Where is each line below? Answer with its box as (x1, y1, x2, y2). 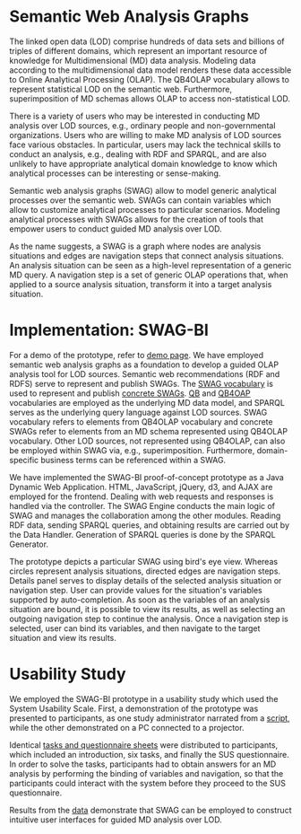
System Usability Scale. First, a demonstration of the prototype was (9, 703, 259, 714)
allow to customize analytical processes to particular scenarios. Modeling (9, 204, 280, 215)
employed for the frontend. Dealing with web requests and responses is (9, 491, 274, 502)
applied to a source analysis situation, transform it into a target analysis (9, 278, 272, 289)
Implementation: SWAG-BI (9, 320, 209, 340)
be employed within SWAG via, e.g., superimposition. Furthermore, (9, 444, 255, 455)
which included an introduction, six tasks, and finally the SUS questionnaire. (9, 749, 289, 759)
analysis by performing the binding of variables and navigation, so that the (9, 768, 284, 778)
